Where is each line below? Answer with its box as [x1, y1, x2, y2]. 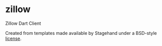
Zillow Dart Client [5, 20, 42, 26]
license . [5, 35, 22, 41]
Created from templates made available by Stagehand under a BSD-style [5, 30, 157, 36]
